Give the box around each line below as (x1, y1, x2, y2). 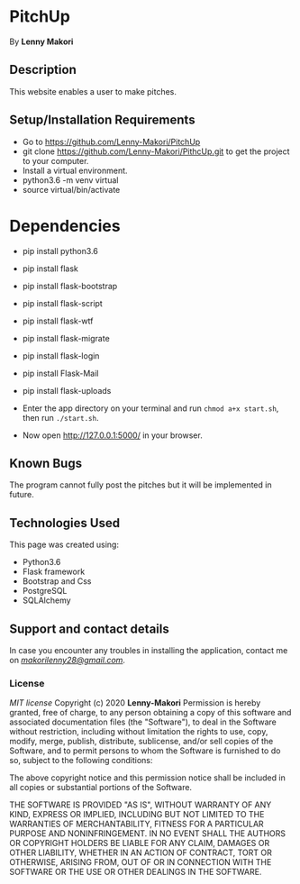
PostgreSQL (22, 586, 68, 597)
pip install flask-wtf (22, 315, 94, 326)
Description (9, 62, 77, 77)
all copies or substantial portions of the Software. (9, 782, 192, 793)
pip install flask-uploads (22, 385, 112, 396)
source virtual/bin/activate (22, 184, 121, 195)
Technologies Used (9, 515, 120, 531)
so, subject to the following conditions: (9, 755, 153, 766)
